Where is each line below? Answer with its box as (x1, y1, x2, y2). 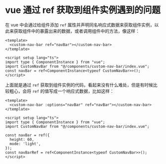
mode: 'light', (9, 141, 41, 146)
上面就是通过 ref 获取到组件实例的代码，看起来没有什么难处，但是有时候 (5, 82, 154, 88)
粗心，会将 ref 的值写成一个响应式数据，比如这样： (9, 88, 114, 94)
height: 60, (9, 137, 35, 142)
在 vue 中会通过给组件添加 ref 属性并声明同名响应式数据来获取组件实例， (5, 22, 155, 28)
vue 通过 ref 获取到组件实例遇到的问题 (5, 4, 161, 16)
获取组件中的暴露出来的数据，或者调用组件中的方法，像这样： (13, 28, 140, 34)
